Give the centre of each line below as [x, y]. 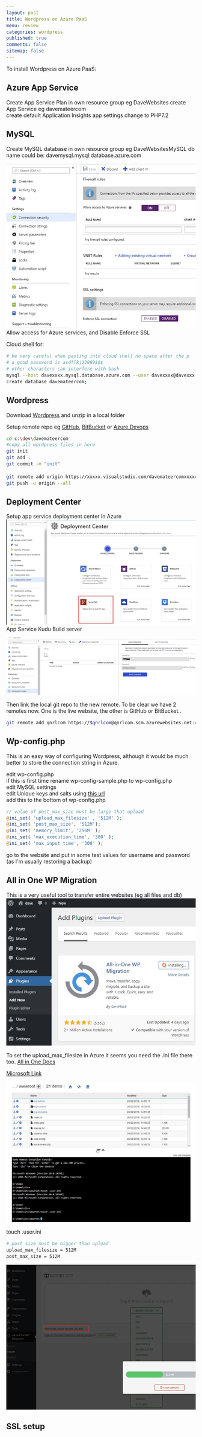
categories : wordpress [35, 32]
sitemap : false [25, 51]
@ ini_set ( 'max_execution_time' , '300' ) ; [60, 837]
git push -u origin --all [38, 483]
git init [17, 451]
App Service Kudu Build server [44, 629]
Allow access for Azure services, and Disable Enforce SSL [78, 333]
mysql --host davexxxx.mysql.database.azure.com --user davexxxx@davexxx [101, 375]
